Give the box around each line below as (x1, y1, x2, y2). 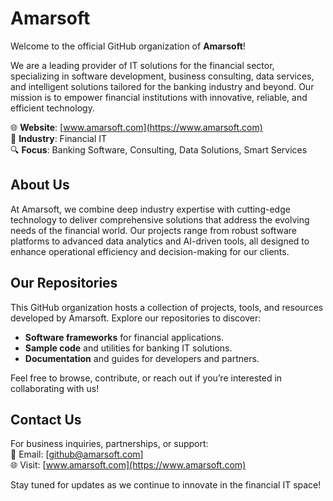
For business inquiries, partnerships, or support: (10, 438, 209, 450)
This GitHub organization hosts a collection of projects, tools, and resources (10, 301, 324, 313)
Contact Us (10, 411, 82, 428)
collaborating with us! (10, 382, 100, 394)
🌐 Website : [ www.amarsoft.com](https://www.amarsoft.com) (10, 121, 263, 133)
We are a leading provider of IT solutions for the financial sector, (10, 59, 275, 71)
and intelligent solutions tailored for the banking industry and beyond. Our (10, 80, 315, 92)
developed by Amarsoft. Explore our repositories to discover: (10, 312, 262, 324)
